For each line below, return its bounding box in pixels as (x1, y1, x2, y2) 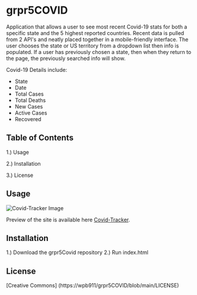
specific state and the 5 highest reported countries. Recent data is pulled (6, 29, 185, 36)
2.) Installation (6, 160, 41, 167)
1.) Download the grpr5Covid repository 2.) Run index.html (6, 249, 148, 256)
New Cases (14, 103, 43, 110)
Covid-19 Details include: (6, 66, 67, 73)
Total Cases (14, 90, 45, 97)
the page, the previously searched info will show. (6, 55, 126, 62)
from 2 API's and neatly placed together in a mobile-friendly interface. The (6, 36, 189, 43)
